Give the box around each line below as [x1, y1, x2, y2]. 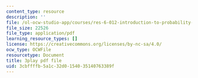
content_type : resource [6, 8, 65, 15]
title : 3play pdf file [6, 57, 62, 63]
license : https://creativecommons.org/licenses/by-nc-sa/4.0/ [6, 42, 162, 48]
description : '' [6, 14, 46, 20]
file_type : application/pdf [6, 30, 75, 36]
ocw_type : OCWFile [6, 47, 51, 53]
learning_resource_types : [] [6, 36, 78, 42]
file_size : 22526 [6, 25, 49, 31]
